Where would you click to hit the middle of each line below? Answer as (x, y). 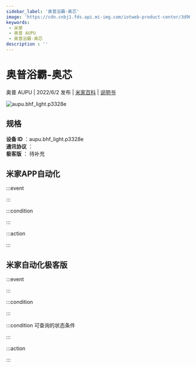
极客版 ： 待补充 (25, 153)
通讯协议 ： (20, 146)
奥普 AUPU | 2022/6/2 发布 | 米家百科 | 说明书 (61, 92)
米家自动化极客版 (37, 265)
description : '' (27, 44)
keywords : (18, 22)
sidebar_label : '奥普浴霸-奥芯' (43, 11)
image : (14, 17)
